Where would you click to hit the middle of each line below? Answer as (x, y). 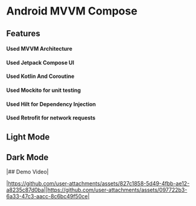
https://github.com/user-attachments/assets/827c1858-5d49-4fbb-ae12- (99, 184)
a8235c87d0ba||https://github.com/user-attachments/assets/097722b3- (97, 190)
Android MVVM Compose (72, 11)
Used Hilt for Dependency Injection (51, 104)
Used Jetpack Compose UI (40, 62)
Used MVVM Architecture (39, 49)
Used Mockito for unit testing (44, 90)
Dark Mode (27, 157)
